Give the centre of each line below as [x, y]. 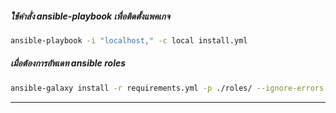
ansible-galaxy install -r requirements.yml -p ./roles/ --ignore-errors [167, 88]
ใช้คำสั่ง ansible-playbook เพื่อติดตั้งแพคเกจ [90, 16]
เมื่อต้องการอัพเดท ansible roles [68, 63]
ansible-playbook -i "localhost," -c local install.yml [129, 40]
